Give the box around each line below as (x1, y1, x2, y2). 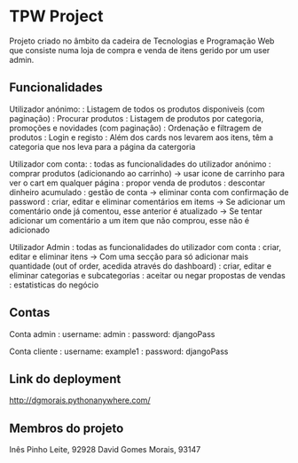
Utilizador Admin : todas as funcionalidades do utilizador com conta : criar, (9, 241, 282, 252)
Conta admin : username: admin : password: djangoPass (9, 328, 216, 339)
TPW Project (9, 6, 104, 27)
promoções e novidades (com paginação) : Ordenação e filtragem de (9, 122, 262, 133)
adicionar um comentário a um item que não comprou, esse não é (9, 215, 250, 225)
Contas (9, 305, 51, 320)
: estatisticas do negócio (9, 279, 99, 290)
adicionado (9, 224, 51, 235)
